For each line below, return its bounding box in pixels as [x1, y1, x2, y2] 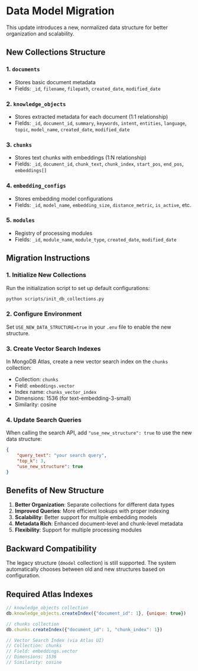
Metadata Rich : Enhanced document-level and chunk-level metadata [14, 520, 183, 527]
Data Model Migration [6, 4, 115, 18]
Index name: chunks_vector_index [14, 388, 97, 395]
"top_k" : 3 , [17, 458, 46, 464]
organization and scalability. [6, 30, 74, 37]
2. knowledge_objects [6, 100, 66, 108]
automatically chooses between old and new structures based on [6, 565, 165, 573]
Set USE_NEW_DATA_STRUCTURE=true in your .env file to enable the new [6, 323, 171, 330]
